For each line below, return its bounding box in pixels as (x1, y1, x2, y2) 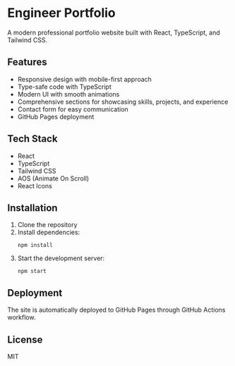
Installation (7, 202, 58, 214)
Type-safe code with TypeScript (17, 83, 112, 91)
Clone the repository (17, 221, 78, 229)
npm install (17, 242, 53, 249)
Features (7, 56, 47, 68)
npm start (17, 268, 47, 275)
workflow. (7, 313, 36, 322)
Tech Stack (7, 133, 58, 145)
